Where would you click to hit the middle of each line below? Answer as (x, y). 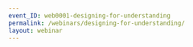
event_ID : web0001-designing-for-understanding (90, 16)
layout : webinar (35, 30)
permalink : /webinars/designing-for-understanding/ (96, 23)
